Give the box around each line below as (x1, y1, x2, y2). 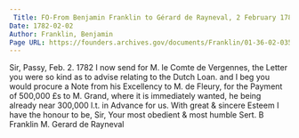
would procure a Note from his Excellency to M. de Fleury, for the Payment (9, 81, 283, 92)
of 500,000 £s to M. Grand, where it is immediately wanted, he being (9, 91, 262, 101)
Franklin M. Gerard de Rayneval (9, 119, 125, 130)
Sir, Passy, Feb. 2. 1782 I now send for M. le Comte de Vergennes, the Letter (9, 62, 287, 73)
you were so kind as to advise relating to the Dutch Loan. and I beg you (9, 72, 270, 83)
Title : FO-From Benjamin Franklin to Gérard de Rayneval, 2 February (12, 12, 277, 22)
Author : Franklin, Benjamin (9, 29, 114, 38)
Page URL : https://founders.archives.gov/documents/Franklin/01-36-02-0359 (9, 37, 296, 47)
